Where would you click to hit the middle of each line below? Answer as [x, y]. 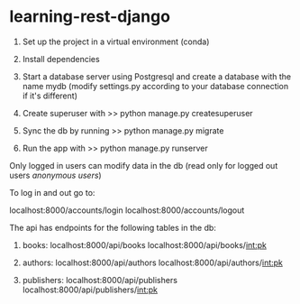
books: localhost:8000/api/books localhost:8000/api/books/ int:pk [145, 244]
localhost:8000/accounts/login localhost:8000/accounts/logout [127, 210]
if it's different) [50, 96]
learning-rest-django [90, 17]
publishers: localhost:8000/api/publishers [100, 280]
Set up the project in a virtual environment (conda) [116, 41]
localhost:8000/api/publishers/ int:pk [90, 290]
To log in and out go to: [52, 192]
